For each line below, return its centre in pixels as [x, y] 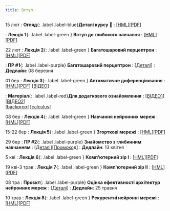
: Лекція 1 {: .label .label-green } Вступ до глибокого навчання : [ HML [80, 34]
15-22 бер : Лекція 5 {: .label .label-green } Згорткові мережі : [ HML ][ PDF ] [85, 132]
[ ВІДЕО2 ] [15, 101]
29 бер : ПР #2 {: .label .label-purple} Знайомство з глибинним [73, 142]
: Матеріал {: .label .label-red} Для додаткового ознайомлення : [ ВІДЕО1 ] [85, 96]
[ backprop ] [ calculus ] [28, 107]
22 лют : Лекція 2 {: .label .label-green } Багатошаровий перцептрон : [81, 50]
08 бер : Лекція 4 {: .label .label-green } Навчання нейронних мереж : [81, 116]
